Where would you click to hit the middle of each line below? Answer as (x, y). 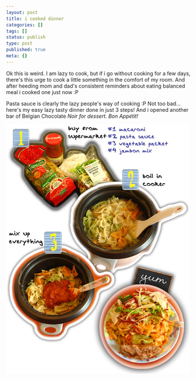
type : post (19, 44)
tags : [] (17, 31)
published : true (26, 50)
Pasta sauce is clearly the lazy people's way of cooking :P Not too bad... (93, 104)
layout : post (22, 12)
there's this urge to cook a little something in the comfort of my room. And (96, 79)
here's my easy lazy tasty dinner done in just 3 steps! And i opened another (97, 109)
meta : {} (17, 56)
